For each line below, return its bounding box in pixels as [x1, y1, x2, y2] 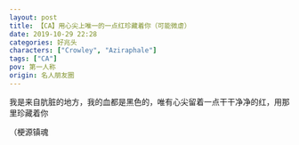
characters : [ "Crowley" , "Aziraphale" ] [9, 46, 158, 55]
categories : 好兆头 [9, 37, 77, 47]
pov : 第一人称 [9, 63, 56, 72]
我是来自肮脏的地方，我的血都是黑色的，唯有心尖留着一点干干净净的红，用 [9, 96, 282, 107]
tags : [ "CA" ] [9, 54, 58, 63]
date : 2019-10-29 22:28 [9, 29, 98, 38]
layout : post [9, 12, 58, 22]
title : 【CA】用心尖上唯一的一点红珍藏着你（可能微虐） [9, 21, 191, 30]
